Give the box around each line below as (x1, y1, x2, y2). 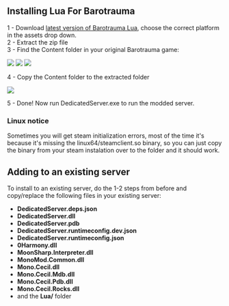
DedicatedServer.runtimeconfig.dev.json (16, 226, 137, 235)
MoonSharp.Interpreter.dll (16, 248, 94, 256)
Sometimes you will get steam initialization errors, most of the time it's (7, 131, 205, 140)
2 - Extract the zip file (7, 38, 68, 47)
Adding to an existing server (7, 166, 131, 177)
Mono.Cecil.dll (16, 263, 60, 271)
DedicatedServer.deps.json (16, 205, 98, 213)
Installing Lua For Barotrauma (7, 5, 135, 17)
